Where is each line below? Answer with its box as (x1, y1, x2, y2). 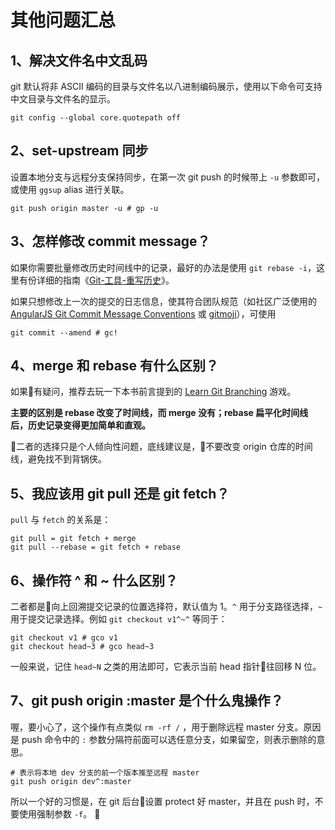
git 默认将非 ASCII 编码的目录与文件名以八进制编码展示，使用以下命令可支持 (10, 81, 323, 92)
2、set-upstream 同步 (10, 142, 149, 160)
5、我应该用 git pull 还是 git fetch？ (10, 485, 230, 502)
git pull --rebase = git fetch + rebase (10, 542, 182, 553)
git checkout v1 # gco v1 (10, 633, 118, 643)
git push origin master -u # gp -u (10, 203, 159, 213)
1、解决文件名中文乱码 (10, 52, 148, 69)
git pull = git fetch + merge (10, 534, 137, 544)
